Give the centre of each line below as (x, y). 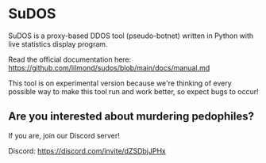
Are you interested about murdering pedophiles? (131, 117)
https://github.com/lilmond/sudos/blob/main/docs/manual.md (109, 67)
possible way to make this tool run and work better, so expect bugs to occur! (133, 91)
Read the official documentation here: (70, 59)
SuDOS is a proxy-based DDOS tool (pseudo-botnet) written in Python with (131, 36)
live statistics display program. (58, 44)
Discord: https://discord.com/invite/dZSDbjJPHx (87, 150)
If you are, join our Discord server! (64, 135)
